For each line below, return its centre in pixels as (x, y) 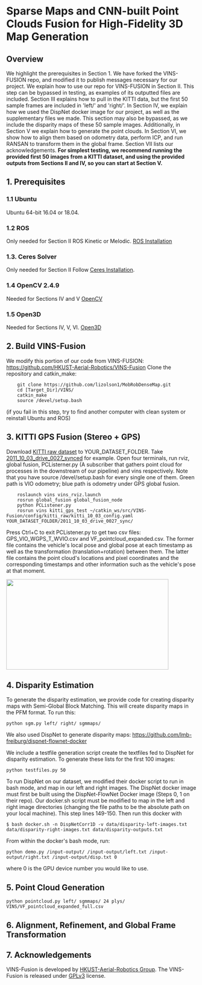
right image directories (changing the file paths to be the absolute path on (98, 807)
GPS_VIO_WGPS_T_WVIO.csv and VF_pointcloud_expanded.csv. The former (100, 538)
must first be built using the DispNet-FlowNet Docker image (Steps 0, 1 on (98, 795)
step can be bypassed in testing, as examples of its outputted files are (93, 93)
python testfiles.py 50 (36, 770)
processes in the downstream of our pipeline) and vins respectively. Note (97, 471)
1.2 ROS (18, 228)
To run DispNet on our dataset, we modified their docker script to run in (95, 781)
